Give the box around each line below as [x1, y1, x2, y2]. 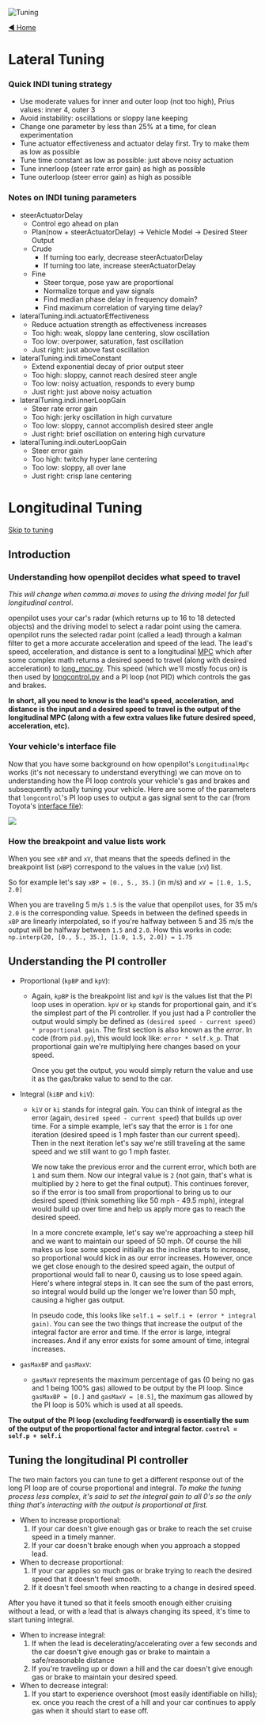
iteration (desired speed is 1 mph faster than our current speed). [31, 1129, 240, 1139]
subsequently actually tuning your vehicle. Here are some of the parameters [8, 784, 256, 793]
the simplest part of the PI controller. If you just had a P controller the [31, 1008, 257, 1017]
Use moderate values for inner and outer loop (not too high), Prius [19, 97, 235, 106]
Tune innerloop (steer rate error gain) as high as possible [19, 164, 206, 173]
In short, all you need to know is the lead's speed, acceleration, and [8, 696, 234, 706]
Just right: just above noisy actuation [31, 386, 153, 396]
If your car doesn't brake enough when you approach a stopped [31, 1540, 240, 1550]
